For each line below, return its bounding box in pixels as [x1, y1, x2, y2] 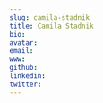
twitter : [9, 80, 42, 89]
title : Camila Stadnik [9, 21, 94, 30]
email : [9, 47, 34, 56]
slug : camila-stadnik [9, 13, 90, 22]
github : [9, 64, 39, 73]
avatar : [9, 38, 39, 47]
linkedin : [9, 72, 47, 81]
